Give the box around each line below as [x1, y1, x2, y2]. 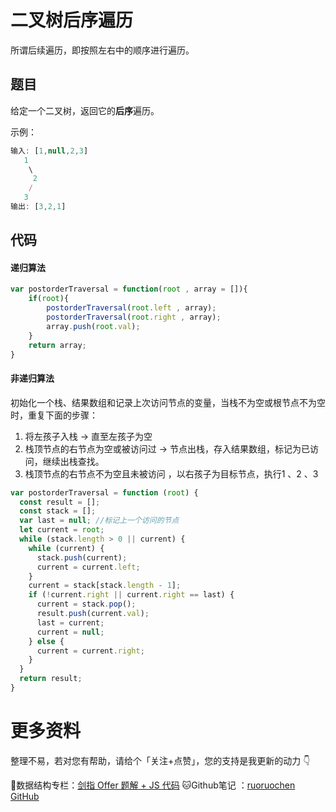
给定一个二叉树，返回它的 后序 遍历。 [10, 104, 160, 116]
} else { [28, 636, 65, 646]
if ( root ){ [28, 294, 70, 304]
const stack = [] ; [19, 506, 97, 516]
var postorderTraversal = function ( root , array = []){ [10, 284, 248, 295]
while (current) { [28, 543, 105, 553]
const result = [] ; [19, 497, 101, 507]
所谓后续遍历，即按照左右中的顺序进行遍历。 [10, 44, 195, 56]
